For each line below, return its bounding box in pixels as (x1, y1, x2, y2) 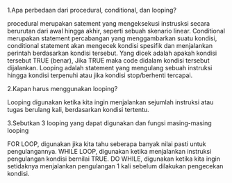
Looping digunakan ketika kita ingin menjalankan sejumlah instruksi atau (7, 98, 214, 106)
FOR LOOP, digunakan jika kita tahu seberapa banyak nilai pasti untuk (7, 140, 206, 148)
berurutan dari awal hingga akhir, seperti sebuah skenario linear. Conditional (7, 27, 226, 35)
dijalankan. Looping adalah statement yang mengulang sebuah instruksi (7, 64, 213, 72)
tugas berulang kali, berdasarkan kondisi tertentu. (7, 106, 149, 113)
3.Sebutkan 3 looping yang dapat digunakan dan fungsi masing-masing (7, 119, 212, 127)
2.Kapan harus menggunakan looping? (7, 85, 118, 93)
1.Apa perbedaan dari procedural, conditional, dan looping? (7, 6, 177, 14)
